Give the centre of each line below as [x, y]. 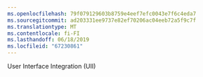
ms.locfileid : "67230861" [45, 46]
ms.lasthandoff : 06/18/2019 [48, 40]
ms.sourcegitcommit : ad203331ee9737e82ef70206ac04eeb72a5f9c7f [102, 20]
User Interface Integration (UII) [52, 66]
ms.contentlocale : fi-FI [44, 33]
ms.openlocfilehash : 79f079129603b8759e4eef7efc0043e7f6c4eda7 [102, 14]
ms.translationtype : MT [42, 27]
